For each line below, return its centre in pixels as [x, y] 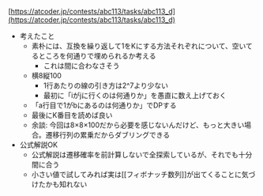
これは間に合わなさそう [81, 66]
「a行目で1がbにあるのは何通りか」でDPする [104, 105]
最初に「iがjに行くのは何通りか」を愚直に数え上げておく [135, 95]
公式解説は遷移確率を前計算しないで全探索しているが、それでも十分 [142, 155]
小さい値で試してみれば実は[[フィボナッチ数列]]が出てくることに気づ [143, 174]
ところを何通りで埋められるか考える [97, 56]
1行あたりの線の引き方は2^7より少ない [105, 85]
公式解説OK [38, 145]
